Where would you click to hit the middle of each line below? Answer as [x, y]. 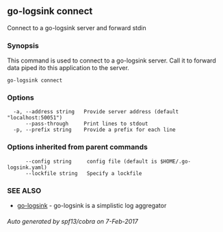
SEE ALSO [24, 190]
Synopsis [23, 45]
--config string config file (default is [91, 161]
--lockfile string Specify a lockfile [83, 173]
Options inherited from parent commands [78, 147]
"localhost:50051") [35, 118]
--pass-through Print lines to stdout [87, 124]
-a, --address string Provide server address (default [96, 112]
